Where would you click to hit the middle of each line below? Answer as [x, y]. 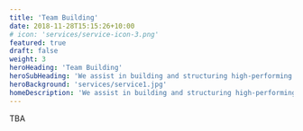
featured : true [38, 43]
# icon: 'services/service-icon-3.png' [84, 34]
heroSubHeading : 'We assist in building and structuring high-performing [151, 76]
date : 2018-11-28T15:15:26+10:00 [72, 26]
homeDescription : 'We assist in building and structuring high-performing [153, 92]
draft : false [34, 51]
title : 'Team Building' [54, 17]
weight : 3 [28, 59]
